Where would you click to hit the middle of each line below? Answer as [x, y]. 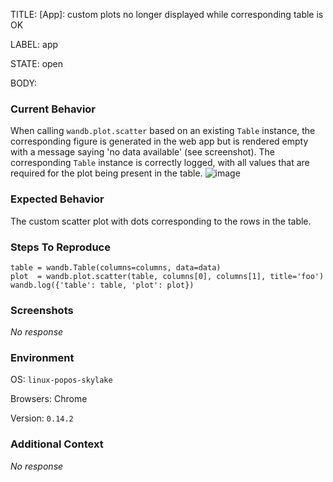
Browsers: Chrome [49, 399]
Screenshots [42, 310]
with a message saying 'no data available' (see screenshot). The [142, 152]
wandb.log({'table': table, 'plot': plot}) [102, 285]
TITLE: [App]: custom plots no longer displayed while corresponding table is [167, 14]
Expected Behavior [57, 199]
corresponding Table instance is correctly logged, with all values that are [160, 163]
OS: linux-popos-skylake [61, 380]
